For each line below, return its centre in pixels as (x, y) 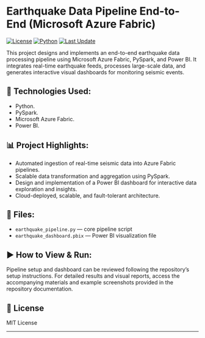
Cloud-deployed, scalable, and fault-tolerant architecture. (88, 195)
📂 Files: (20, 214)
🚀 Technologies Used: (49, 92)
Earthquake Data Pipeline (72, 11)
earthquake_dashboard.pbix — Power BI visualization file (86, 236)
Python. (25, 106)
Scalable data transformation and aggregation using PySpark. (93, 176)
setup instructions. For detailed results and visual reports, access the (93, 276)
